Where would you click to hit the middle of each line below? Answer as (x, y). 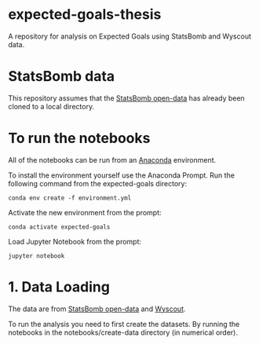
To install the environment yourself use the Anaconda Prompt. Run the (122, 175)
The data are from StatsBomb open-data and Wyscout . (97, 309)
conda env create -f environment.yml (70, 198)
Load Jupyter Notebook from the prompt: (75, 241)
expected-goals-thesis (85, 15)
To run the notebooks (79, 138)
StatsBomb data (62, 77)
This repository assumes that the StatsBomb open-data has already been (126, 98)
